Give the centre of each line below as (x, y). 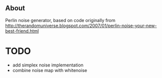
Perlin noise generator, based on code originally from (60, 20)
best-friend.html (22, 31)
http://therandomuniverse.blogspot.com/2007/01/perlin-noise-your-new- (81, 25)
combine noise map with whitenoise (50, 70)
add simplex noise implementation (48, 65)
